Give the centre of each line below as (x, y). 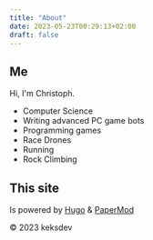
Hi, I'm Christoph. (42, 94)
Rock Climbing (50, 159)
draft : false (34, 35)
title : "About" (38, 18)
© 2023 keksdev (41, 227)
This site (34, 188)
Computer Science (58, 111)
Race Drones (47, 140)
